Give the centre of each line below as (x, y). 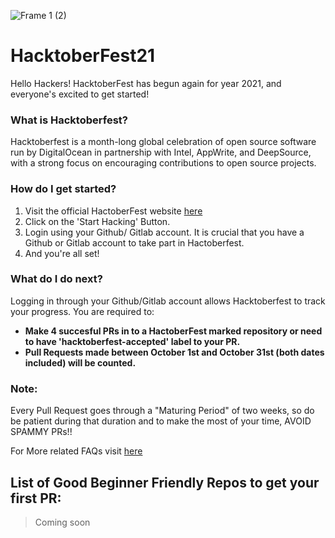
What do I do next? (56, 279)
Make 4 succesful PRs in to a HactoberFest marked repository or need (173, 331)
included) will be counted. (80, 362)
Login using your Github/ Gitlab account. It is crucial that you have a (164, 232)
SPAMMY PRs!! (41, 432)
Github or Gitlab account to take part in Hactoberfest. (134, 242)
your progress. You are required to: (82, 311)
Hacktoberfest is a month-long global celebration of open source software (163, 142)
